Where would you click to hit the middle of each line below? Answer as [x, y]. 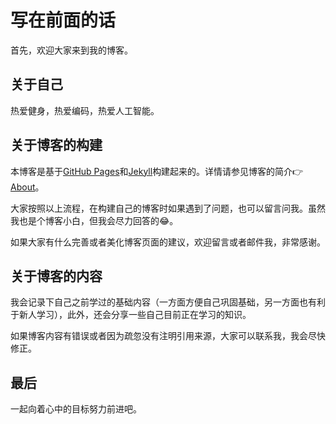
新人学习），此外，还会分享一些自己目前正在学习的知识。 [135, 315]
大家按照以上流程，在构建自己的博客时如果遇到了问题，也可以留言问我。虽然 [168, 208]
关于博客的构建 [56, 145]
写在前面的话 [63, 20]
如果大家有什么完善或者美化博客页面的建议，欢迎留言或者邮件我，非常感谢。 [168, 242]
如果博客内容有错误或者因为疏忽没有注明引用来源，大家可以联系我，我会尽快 [168, 336]
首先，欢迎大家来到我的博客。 [71, 50]
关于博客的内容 [56, 276]
